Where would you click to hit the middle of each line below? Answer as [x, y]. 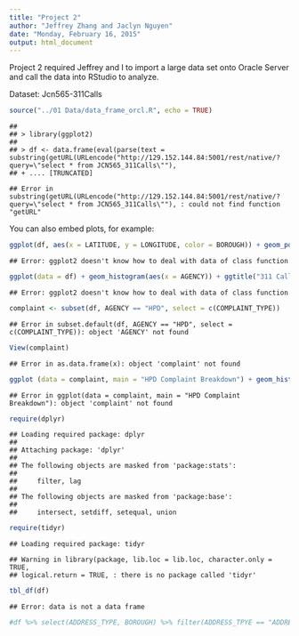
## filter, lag [45, 481]
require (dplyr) [37, 419]
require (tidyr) [37, 528]
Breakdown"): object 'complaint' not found [91, 403]
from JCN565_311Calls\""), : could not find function [178, 205]
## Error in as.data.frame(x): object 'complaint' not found [125, 364]
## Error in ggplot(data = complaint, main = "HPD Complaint [125, 395]
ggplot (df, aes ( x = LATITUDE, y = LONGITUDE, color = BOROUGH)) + [135, 246]
